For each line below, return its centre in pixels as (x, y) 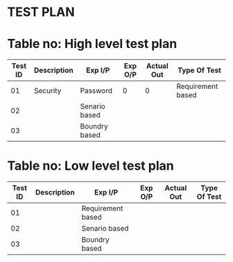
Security (48, 91)
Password (96, 91)
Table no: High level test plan (92, 44)
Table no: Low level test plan (91, 166)
